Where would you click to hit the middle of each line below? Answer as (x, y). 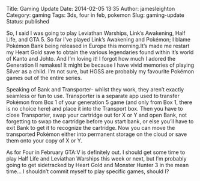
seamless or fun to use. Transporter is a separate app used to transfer (93, 96)
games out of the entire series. (44, 78)
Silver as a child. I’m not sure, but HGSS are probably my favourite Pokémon (100, 71)
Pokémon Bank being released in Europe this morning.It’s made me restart (98, 46)
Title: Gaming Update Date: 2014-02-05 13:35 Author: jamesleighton (91, 9)
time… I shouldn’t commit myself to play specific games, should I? (88, 171)
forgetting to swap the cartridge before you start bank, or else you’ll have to (100, 121)
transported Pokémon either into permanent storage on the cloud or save (97, 134)
